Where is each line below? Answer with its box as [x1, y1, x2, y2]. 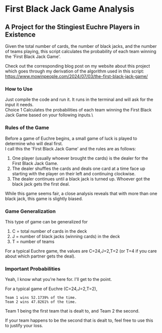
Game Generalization [5, 208, 56, 215]
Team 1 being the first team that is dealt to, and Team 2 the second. [5, 308, 140, 314]
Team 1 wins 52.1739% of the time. [5, 296, 77, 300]
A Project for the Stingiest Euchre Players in [5, 23, 140, 31]
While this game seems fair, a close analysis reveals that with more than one [5, 190, 158, 196]
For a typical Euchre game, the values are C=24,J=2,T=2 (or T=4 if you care [5, 248, 157, 254]
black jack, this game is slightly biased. [5, 196, 83, 202]
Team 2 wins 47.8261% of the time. [5, 299, 77, 305]
